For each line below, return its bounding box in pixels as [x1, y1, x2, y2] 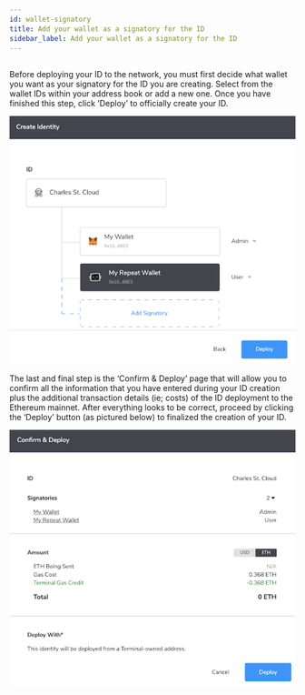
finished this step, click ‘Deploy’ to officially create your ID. [9, 97, 229, 108]
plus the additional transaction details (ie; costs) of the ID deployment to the [9, 392, 293, 403]
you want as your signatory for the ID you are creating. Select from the [9, 78, 273, 89]
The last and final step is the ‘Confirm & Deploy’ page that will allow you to [9, 373, 288, 384]
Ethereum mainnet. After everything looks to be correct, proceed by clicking [9, 401, 294, 413]
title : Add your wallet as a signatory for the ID [9, 24, 205, 34]
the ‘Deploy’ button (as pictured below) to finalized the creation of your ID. [9, 411, 287, 422]
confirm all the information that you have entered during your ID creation [9, 382, 280, 393]
